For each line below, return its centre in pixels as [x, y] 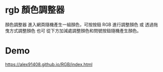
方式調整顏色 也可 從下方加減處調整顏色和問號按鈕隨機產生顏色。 [75, 30]
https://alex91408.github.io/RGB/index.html [49, 64]
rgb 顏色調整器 [35, 10]
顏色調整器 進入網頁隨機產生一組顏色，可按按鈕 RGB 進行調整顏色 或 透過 [80, 24]
